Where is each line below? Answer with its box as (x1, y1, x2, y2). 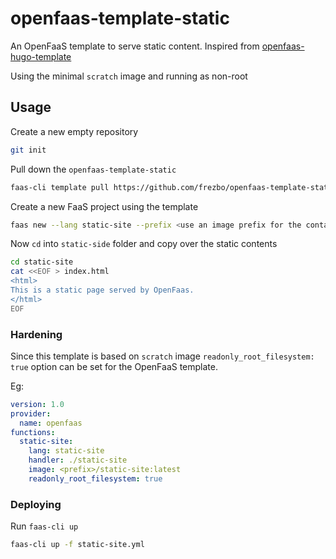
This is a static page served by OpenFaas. (10, 285, 195, 295)
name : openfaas (19, 418, 83, 428)
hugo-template (10, 50, 72, 62)
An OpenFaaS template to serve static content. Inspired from (10, 40, 260, 52)
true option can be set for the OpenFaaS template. (10, 360, 219, 372)
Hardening (10, 327, 63, 341)
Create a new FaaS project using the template (10, 200, 199, 212)
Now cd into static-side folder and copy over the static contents (10, 238, 278, 250)
